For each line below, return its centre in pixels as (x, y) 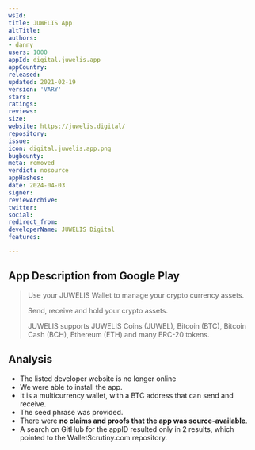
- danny (21, 45)
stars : (19, 97)
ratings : (23, 104)
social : (21, 215)
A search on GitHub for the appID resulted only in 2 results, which (127, 429)
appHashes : (26, 178)
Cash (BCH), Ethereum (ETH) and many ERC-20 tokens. (118, 334)
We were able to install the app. (71, 387)
